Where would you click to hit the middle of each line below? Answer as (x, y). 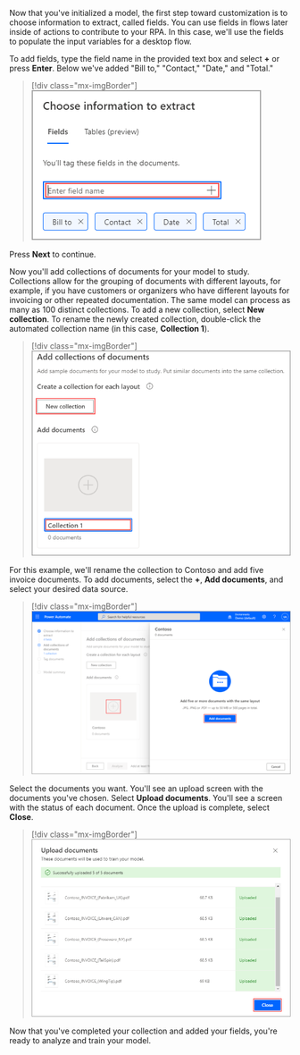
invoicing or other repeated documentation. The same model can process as (150, 300)
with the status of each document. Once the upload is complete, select (139, 807)
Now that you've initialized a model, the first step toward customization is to (149, 13)
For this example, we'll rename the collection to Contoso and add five (137, 570)
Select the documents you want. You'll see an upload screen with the (136, 789)
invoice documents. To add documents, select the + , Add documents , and (146, 579)
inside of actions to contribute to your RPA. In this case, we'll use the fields (146, 32)
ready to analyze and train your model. (80, 1040)
